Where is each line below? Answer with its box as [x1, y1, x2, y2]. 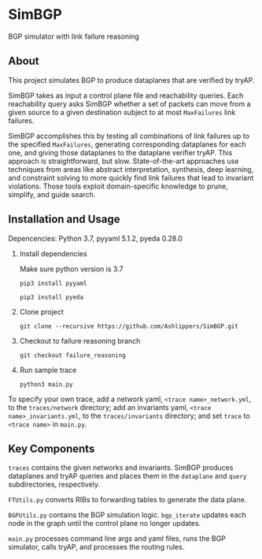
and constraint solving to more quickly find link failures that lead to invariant [8, 173, 254, 182]
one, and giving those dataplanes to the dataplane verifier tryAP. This [8, 147, 233, 157]
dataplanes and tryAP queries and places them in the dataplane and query [8, 471, 247, 481]
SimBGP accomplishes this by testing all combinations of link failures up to [8, 131, 250, 140]
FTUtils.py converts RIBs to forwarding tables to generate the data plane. [8, 495, 247, 505]
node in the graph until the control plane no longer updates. [8, 519, 201, 528]
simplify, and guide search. [8, 189, 96, 199]
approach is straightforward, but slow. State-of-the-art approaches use [8, 156, 239, 166]
